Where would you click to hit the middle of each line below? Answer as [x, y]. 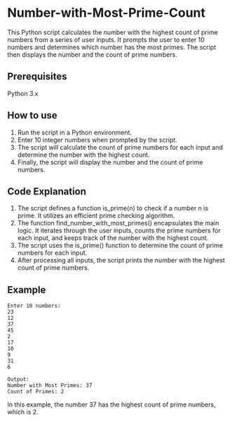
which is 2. [23, 412]
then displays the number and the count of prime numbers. [92, 55]
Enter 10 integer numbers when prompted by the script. [97, 140]
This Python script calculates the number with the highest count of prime [113, 32]
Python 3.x [23, 93]
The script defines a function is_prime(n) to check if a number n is [113, 209]
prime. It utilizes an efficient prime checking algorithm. [96, 216]
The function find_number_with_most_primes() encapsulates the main [118, 223]
